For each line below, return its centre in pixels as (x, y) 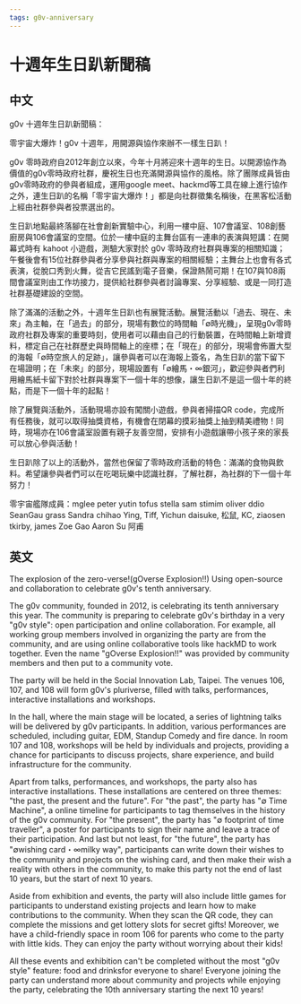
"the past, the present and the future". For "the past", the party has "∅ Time (149, 801)
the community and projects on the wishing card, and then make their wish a (150, 860)
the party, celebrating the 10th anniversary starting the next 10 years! (137, 990)
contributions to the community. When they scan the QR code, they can (141, 915)
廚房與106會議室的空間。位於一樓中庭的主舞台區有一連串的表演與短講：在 (146, 237)
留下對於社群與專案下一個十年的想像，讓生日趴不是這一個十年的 (166, 379)
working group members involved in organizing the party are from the (138, 635)
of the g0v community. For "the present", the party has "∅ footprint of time (147, 820)
